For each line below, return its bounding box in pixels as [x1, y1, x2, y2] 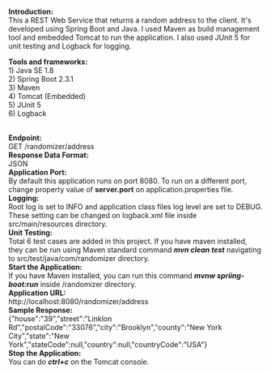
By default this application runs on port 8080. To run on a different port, [8, 176, 248, 186]
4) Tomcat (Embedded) [8, 92, 87, 101]
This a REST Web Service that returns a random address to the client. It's [8, 15, 252, 25]
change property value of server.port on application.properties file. [8, 185, 234, 194]
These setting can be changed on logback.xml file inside [8, 211, 197, 220]
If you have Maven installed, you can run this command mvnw [8, 271, 216, 281]
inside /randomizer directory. [40, 280, 137, 289]
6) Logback [8, 109, 47, 118]
